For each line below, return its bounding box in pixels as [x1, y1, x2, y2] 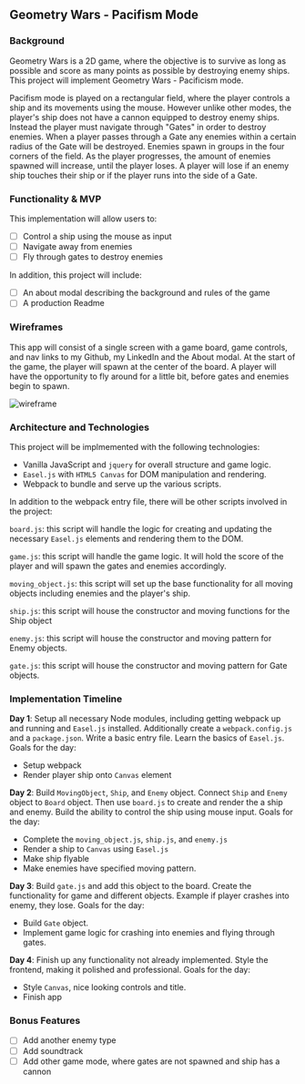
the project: [9, 506, 53, 516]
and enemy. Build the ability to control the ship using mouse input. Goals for [9, 806, 294, 818]
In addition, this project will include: [9, 270, 143, 281]
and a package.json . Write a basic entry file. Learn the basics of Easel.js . [9, 732, 285, 743]
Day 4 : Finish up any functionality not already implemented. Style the [9, 955, 269, 966]
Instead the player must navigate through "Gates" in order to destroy [9, 121, 267, 132]
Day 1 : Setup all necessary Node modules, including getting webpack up [9, 713, 281, 724]
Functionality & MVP [9, 192, 102, 205]
